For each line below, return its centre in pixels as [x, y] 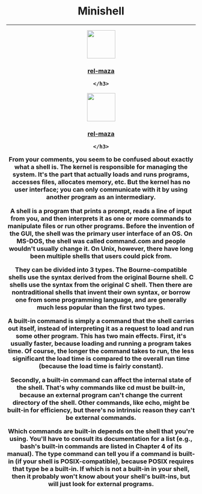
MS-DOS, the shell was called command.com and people [101, 241]
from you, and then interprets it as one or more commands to [101, 218]
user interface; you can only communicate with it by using [101, 190]
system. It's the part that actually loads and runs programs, [101, 175]
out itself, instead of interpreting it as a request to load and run [101, 328]
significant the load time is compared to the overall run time [101, 358]
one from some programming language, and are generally [101, 300]
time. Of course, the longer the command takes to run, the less [101, 351]
